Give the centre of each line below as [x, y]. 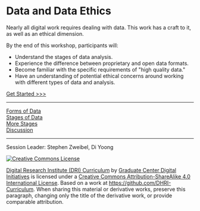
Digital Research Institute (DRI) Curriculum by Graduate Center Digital [91, 170]
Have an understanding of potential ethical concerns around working [99, 76]
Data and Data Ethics [59, 11]
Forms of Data [24, 111]
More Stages [22, 123]
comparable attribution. [35, 201]
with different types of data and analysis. [65, 82]
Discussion [20, 130]
